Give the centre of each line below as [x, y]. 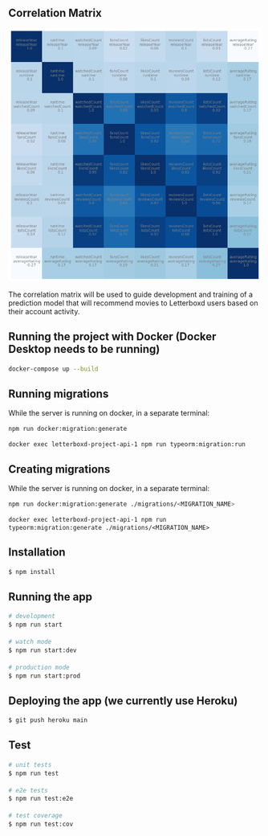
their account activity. [44, 311]
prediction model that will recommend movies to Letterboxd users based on [133, 303]
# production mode [39, 667]
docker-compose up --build [53, 369]
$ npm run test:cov [41, 824]
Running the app [50, 597]
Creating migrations [59, 469]
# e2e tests [28, 790]
